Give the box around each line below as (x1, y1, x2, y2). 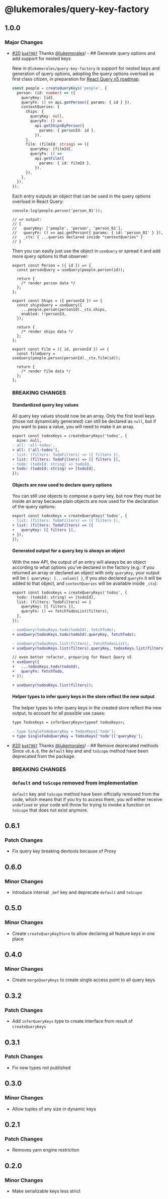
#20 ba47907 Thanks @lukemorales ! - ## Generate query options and (12, 50, 155, 56)
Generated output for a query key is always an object (12, 548, 125, 554)
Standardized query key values (12, 402, 79, 408)
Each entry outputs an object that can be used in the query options (12, 193, 151, 199)
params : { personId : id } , (39, 127, 96, 133)
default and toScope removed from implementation (12, 779, 138, 786)
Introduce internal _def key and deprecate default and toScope (12, 889, 142, 895)
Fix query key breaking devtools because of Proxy (12, 848, 117, 854)
